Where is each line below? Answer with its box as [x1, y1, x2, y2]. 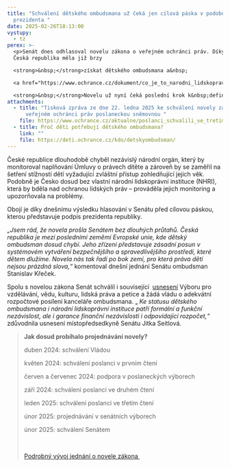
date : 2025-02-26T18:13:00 [7, 23, 84, 29]
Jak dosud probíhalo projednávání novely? [23, 332, 148, 340]
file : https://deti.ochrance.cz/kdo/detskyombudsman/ [19, 136, 176, 143]
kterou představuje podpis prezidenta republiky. [7, 212, 142, 220]
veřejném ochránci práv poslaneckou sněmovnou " [25, 111, 167, 118]
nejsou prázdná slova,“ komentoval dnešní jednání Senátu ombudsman [7, 262, 208, 270]
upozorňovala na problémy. [7, 191, 84, 200]
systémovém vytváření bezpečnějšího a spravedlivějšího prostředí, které [7, 248, 212, 256]
